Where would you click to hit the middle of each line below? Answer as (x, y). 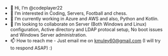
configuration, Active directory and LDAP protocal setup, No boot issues (86, 30)
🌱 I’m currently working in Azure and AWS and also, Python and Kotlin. (84, 19)
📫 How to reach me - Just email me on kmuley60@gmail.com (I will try (85, 40)
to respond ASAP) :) (31, 48)
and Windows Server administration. (48, 35)
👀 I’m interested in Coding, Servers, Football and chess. (69, 13)
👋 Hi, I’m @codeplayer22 (36, 8)
